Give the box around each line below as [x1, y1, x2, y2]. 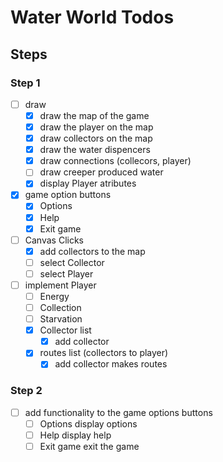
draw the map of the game [39, 109, 150, 121]
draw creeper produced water [39, 166, 164, 178]
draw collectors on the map [39, 132, 153, 145]
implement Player [24, 279, 97, 291]
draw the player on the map [39, 121, 154, 133]
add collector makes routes [54, 358, 168, 370]
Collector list [39, 324, 92, 336]
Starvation [39, 313, 83, 325]
